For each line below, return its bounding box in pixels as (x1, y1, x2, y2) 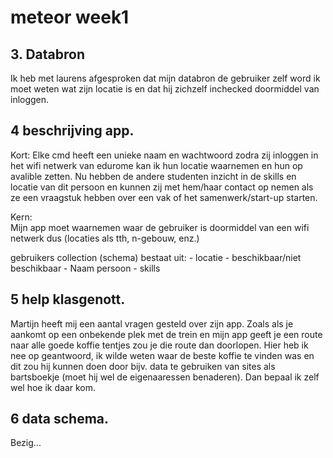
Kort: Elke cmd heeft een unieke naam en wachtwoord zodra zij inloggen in (10, 149, 319, 161)
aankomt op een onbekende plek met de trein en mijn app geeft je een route (10, 328, 323, 340)
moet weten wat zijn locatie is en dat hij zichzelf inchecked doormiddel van (10, 83, 320, 95)
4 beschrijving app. (10, 122, 135, 140)
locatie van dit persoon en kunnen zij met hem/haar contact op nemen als (10, 181, 314, 193)
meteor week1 (10, 6, 130, 29)
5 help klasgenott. (10, 291, 126, 308)
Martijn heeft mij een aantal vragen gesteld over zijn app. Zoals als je (10, 317, 294, 330)
